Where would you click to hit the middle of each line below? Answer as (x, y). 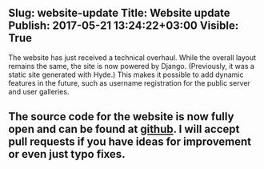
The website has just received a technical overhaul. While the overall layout (132, 57)
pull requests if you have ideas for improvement (130, 142)
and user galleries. (39, 91)
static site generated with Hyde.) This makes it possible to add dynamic (126, 74)
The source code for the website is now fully (121, 117)
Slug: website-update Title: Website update (119, 13)
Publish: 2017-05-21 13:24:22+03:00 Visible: (124, 26)
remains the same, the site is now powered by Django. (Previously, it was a (131, 66)
